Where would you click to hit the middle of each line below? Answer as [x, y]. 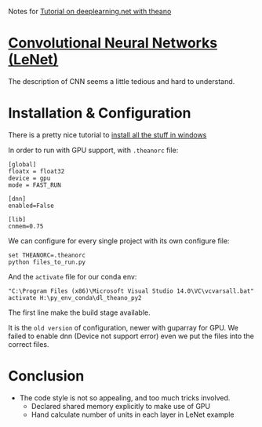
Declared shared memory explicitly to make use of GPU [120, 406]
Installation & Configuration [100, 113]
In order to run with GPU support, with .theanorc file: [93, 150]
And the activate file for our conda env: [73, 276]
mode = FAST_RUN [35, 185]
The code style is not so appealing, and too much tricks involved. [125, 398]
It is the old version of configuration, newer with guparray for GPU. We [124, 327]
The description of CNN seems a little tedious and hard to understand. [122, 81]
